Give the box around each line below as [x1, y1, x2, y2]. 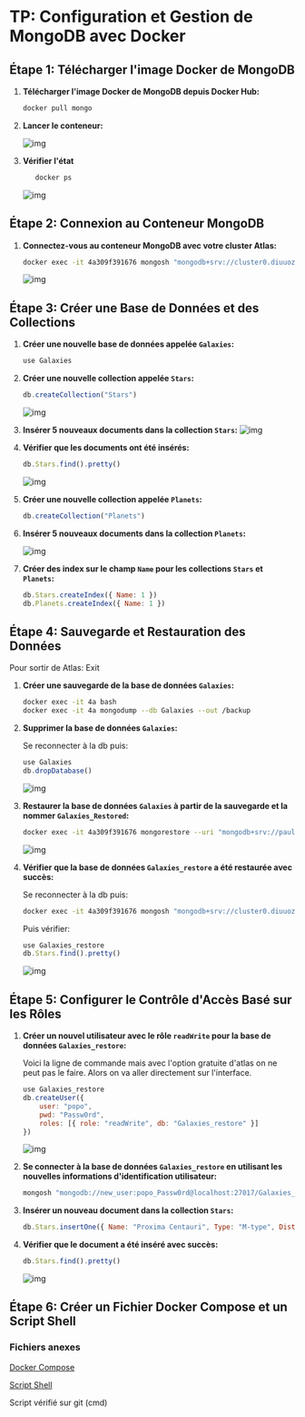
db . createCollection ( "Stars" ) [22, 390, 138, 400]
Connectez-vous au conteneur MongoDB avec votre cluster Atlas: [22, 239, 277, 251]
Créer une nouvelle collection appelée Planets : [22, 493, 202, 504]
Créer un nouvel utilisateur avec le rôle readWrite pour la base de [22, 1030, 271, 1041]
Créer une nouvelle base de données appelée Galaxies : [22, 339, 234, 349]
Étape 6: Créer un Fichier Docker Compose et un [9, 1300, 288, 1315]
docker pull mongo [22, 104, 93, 113]
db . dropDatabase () [22, 766, 93, 775]
